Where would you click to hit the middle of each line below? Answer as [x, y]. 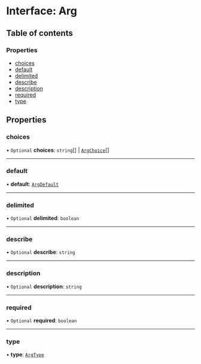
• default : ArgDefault [32, 184]
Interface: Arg [42, 11]
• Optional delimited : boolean [43, 218]
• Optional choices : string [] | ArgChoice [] [58, 150]
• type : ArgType [25, 354]
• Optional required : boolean [42, 320]
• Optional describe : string [41, 252]
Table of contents [39, 33]
